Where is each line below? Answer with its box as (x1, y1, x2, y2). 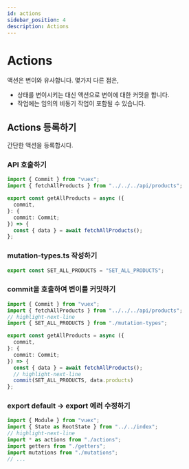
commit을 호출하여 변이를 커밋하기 (7, 284, 116, 294)
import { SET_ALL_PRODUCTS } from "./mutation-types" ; (7, 320, 168, 327)
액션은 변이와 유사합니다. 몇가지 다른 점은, (7, 76, 119, 85)
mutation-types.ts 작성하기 (7, 251, 98, 260)
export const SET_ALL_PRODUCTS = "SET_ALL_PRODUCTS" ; (7, 267, 165, 274)
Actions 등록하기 (7, 121, 77, 133)
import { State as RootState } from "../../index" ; (7, 424, 158, 430)
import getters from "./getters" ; (7, 442, 107, 450)
